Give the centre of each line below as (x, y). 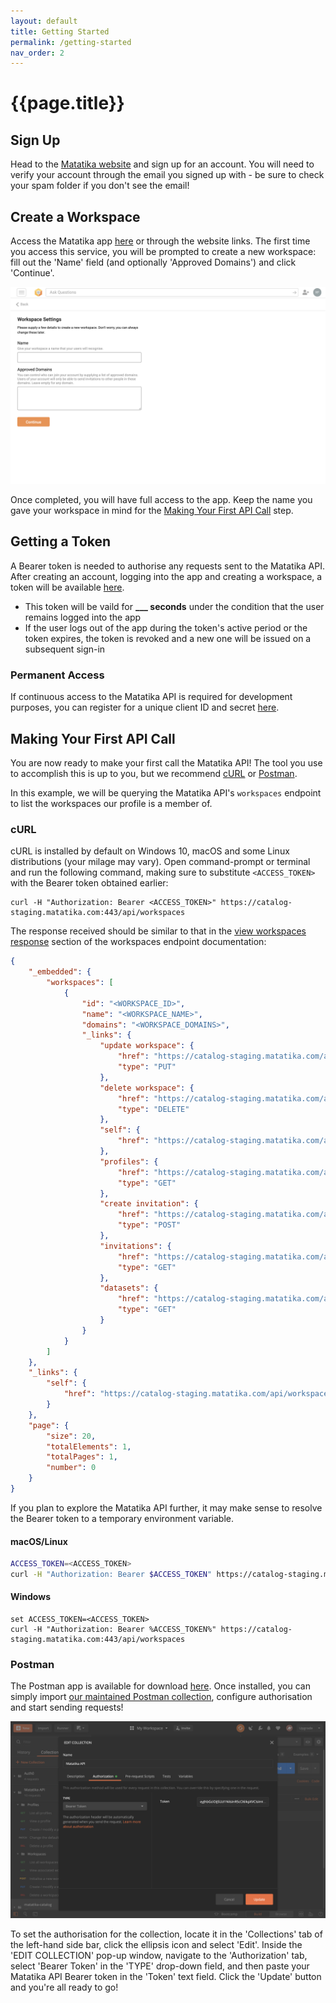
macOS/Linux (39, 1541)
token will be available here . (67, 587)
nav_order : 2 (37, 53)
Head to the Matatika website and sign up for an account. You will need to (162, 164)
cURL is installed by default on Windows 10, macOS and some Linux (150, 851)
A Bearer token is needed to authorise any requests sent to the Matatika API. (167, 566)
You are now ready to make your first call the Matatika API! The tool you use (166, 762)
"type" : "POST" (149, 1225)
